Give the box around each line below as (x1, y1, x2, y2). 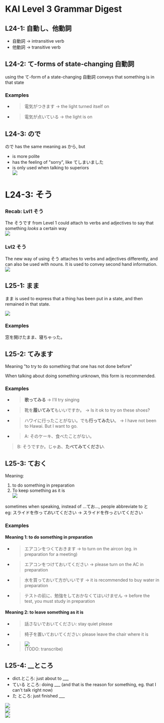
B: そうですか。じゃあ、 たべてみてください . (17, 443, 105, 449)
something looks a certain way (5, 226, 67, 232)
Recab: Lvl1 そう (5, 208, 44, 215)
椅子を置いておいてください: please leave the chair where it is (24, 631, 148, 637)
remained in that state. (5, 301, 50, 307)
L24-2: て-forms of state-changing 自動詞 (5, 60, 135, 68)
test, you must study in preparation (24, 598, 95, 604)
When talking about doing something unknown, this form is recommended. (5, 373, 156, 379)
